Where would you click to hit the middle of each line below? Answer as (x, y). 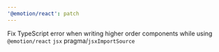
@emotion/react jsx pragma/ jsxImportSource (71, 41)
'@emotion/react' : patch (43, 14)
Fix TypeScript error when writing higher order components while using (110, 33)
